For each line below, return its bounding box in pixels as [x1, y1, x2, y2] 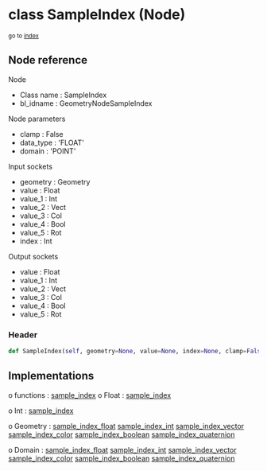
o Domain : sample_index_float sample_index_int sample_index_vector [8, 445, 237, 454]
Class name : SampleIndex [19, 90, 107, 99]
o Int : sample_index [8, 406, 74, 415]
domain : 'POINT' [19, 146, 76, 156]
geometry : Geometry [19, 177, 91, 186]
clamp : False [19, 129, 64, 138]
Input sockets [8, 162, 53, 171]
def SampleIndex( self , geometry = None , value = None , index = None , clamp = [8, 348, 247, 356]
